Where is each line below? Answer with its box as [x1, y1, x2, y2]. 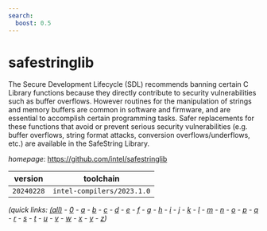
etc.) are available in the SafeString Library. [8, 139, 149, 148]
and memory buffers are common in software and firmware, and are [8, 105, 231, 115]
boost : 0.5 [15, 19, 52, 27]
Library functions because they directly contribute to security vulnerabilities [8, 88, 257, 98]
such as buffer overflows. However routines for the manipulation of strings [8, 96, 252, 106]
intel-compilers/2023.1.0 [52, 186, 151, 196]
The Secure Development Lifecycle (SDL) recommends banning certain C [8, 80, 249, 89]
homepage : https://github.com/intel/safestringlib [8, 155, 168, 164]
